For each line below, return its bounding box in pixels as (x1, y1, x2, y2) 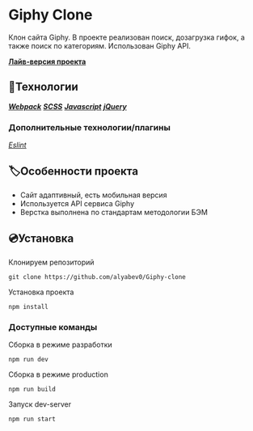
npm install (8, 302, 48, 311)
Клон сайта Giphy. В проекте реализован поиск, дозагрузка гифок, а (8, 32, 245, 42)
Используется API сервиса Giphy (19, 198, 135, 208)
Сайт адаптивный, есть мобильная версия (19, 190, 167, 200)
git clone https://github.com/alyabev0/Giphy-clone (8, 273, 186, 281)
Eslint (8, 140, 27, 150)
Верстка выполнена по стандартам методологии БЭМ (19, 207, 209, 217)
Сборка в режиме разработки (8, 340, 113, 349)
